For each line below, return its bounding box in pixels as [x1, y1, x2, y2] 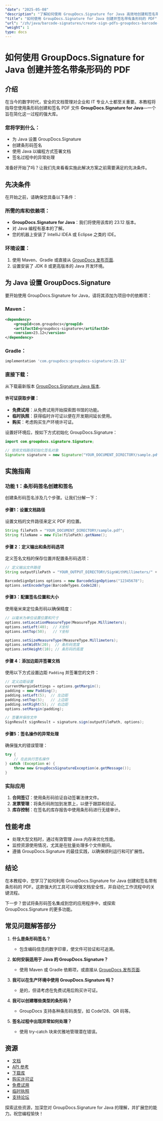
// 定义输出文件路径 [5, 565, 41, 570]
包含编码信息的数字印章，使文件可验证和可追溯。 [19, 946, 117, 952]
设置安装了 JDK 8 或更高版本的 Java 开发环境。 [12, 263, 107, 269]
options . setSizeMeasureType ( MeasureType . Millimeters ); [5, 638, 118, 643]
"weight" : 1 [5, 25, 29, 30]
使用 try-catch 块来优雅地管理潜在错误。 [19, 1028, 100, 1035]
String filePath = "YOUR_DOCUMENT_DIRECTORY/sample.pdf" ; [5, 528, 125, 533]
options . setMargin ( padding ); [5, 706, 64, 712]
